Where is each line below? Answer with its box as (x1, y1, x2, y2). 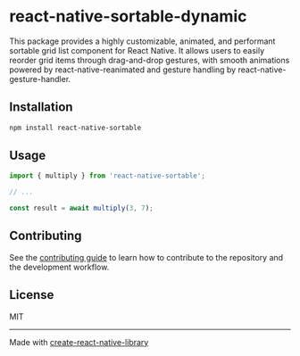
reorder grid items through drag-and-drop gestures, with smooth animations (9, 54, 290, 65)
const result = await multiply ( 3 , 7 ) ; (9, 203, 154, 213)
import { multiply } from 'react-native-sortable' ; (9, 171, 205, 180)
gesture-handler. (9, 73, 71, 84)
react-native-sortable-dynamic (9, 6, 247, 27)
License (9, 287, 54, 302)
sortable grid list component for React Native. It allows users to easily (9, 45, 265, 55)
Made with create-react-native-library (9, 336, 149, 347)
